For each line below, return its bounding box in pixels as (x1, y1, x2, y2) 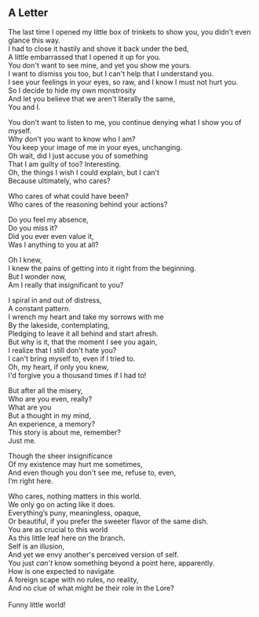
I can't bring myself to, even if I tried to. (8, 354, 136, 363)
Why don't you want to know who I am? (8, 134, 136, 144)
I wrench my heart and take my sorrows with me (8, 312, 164, 321)
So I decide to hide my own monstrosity (8, 86, 137, 95)
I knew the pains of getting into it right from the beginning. (8, 263, 196, 273)
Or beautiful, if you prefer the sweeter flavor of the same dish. (8, 516, 209, 526)
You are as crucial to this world (8, 524, 108, 534)
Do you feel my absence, (8, 215, 89, 224)
